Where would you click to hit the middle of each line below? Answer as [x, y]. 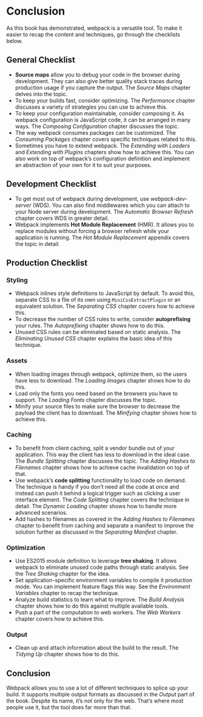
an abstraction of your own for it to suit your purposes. [83, 165]
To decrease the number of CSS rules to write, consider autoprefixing [103, 319]
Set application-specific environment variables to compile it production [104, 580]
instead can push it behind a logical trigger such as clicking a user [98, 493]
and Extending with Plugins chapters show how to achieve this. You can [105, 152]
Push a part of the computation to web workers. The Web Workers [98, 613]
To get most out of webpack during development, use [82, 199]
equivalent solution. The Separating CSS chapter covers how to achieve [105, 306]
